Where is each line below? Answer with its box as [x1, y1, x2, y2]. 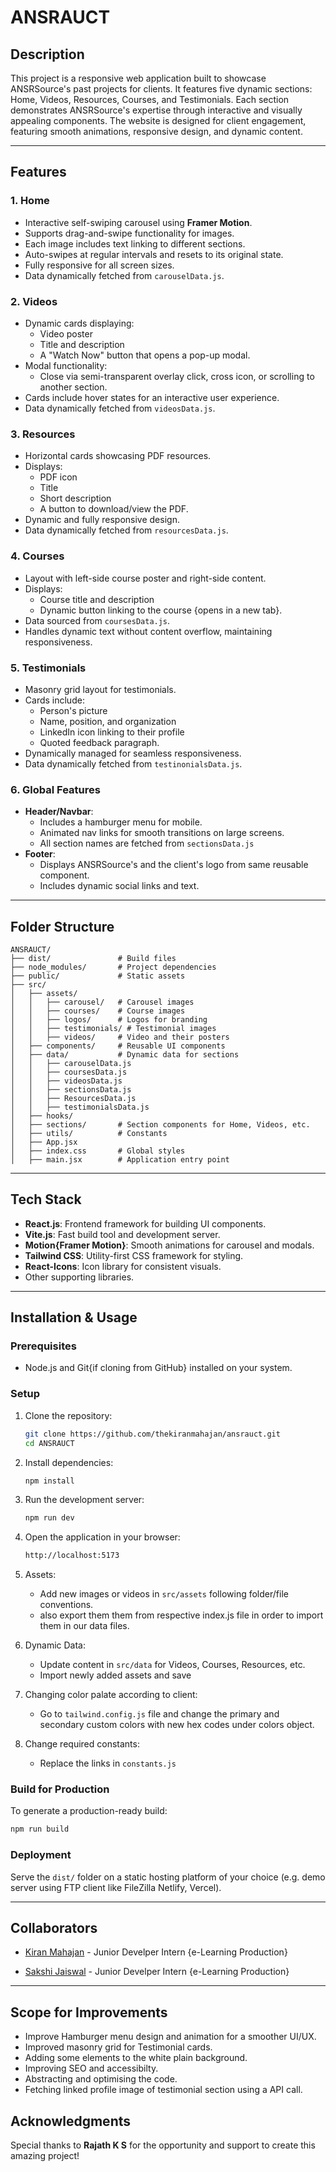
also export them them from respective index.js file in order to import [39, 1609, 324, 1621]
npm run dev [24, 1513, 75, 1523]
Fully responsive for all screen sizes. [24, 259, 175, 271]
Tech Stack [10, 1191, 82, 1208]
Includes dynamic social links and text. [39, 880, 200, 892]
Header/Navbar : [24, 806, 94, 818]
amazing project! [10, 2150, 80, 2162]
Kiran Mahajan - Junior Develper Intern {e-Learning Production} [24, 1946, 288, 1958]
